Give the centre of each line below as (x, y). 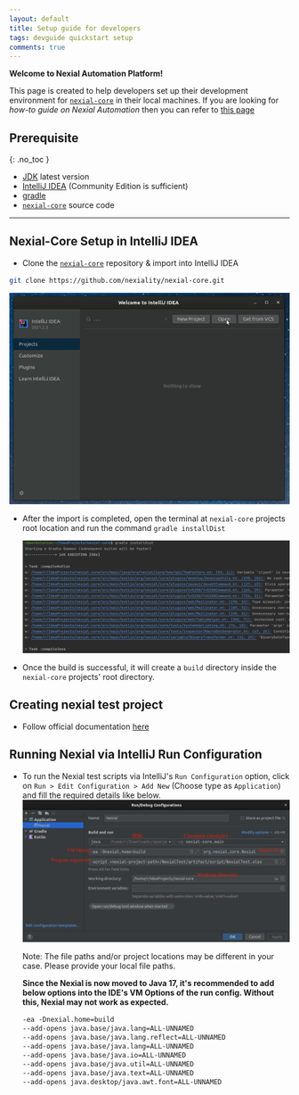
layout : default (39, 19)
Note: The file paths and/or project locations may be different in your (148, 957)
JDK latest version (56, 177)
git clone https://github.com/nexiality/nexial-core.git (117, 280)
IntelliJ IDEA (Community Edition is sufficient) (105, 187)
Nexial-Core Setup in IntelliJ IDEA (104, 241)
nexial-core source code (68, 205)
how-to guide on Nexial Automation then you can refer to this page (132, 110)
